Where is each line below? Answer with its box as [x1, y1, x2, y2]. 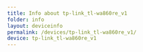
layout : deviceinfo [7, 22, 63, 29]
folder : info [7, 16, 45, 23]
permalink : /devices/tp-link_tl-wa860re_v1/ [7, 28, 137, 36]
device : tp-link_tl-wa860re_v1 [7, 35, 97, 42]
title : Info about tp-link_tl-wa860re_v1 [7, 9, 128, 17]
